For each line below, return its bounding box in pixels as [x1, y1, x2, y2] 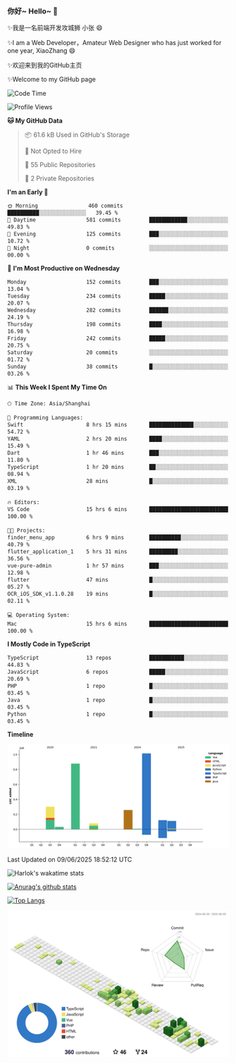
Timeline [7, 730, 34, 739]
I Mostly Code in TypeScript [7, 640, 90, 649]
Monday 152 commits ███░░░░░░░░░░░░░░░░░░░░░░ [7, 278, 229, 286]
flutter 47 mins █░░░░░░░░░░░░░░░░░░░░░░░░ [7, 577, 229, 584]
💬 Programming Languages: [7, 414, 83, 422]
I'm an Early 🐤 [7, 188, 49, 197]
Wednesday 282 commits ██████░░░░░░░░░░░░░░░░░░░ [7, 307, 229, 314]
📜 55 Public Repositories [24, 161, 96, 169]
